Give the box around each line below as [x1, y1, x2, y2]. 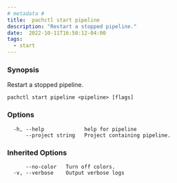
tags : [7, 36, 23, 43]
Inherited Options [7, 148, 67, 157]
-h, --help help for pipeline [13, 126, 137, 133]
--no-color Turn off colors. [25, 163, 116, 170]
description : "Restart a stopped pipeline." [7, 23, 137, 30]
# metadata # [7, 10, 45, 17]
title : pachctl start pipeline [7, 17, 100, 23]
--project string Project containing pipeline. [25, 132, 171, 139]
